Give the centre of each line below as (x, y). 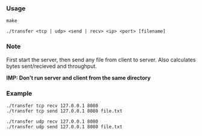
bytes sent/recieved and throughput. (52, 66)
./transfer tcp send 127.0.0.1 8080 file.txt (64, 111)
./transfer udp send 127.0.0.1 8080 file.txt (64, 127)
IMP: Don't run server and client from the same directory (78, 78)
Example (19, 93)
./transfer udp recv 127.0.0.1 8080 (52, 122)
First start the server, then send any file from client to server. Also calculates (101, 60)
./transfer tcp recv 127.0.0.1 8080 (52, 106)
